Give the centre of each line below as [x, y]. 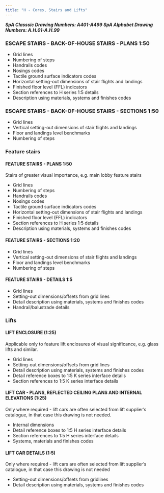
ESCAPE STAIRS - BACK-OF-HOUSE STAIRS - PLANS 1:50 [78, 43]
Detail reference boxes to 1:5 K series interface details [69, 375]
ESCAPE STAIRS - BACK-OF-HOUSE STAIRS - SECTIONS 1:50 [82, 111]
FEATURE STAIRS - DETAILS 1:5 [39, 279]
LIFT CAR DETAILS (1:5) [31, 453]
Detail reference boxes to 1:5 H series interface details [69, 430]
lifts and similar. [22, 349]
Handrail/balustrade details [41, 307]
